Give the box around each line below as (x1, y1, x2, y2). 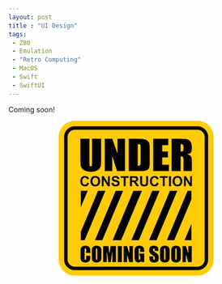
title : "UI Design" (8, 21, 79, 30)
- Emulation (11, 47, 53, 56)
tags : (8, 30, 27, 38)
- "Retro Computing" (11, 56, 82, 64)
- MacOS (11, 65, 38, 73)
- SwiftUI (11, 81, 45, 89)
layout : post (8, 13, 53, 21)
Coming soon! (8, 104, 55, 114)
